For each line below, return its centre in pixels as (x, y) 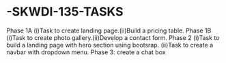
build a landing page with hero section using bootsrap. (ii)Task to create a (110, 45)
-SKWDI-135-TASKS (65, 12)
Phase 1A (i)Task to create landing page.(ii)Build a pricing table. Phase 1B (109, 30)
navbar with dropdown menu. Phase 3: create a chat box (86, 52)
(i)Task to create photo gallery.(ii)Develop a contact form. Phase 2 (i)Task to (113, 37)
